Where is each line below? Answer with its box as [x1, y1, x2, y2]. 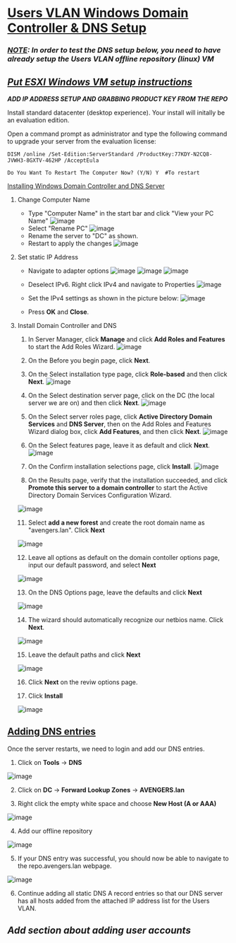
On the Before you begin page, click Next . [27, 356, 151, 365]
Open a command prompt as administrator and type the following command [7, 129, 228, 138]
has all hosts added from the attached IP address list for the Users [17, 896, 210, 905]
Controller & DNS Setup [7, 20, 147, 36]
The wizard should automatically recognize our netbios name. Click [27, 615, 224, 623]
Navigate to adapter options [27, 266, 109, 275]
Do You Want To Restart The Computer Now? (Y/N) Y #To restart [7, 169, 200, 176]
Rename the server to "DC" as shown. [27, 231, 139, 240]
